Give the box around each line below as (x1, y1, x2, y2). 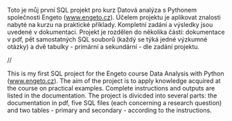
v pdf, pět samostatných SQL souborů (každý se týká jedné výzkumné (7, 35, 208, 44)
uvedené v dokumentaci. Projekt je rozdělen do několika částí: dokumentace (7, 28, 225, 36)
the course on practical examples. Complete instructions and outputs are (7, 84, 215, 92)
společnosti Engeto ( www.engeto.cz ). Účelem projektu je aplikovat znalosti (7, 13, 221, 21)
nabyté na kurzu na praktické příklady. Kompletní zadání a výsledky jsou (7, 21, 213, 28)
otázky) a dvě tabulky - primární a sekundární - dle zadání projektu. (7, 43, 199, 50)
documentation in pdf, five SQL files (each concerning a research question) (7, 99, 222, 106)
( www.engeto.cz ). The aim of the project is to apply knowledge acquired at (7, 77, 221, 85)
